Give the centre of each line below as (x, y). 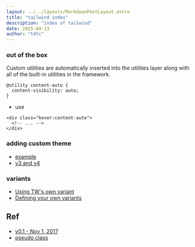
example (25, 156)
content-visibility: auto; (45, 91)
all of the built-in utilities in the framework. (58, 74)
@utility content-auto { (37, 85)
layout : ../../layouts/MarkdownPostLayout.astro (68, 12)
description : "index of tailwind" (49, 23)
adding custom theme (39, 143)
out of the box (27, 55)
